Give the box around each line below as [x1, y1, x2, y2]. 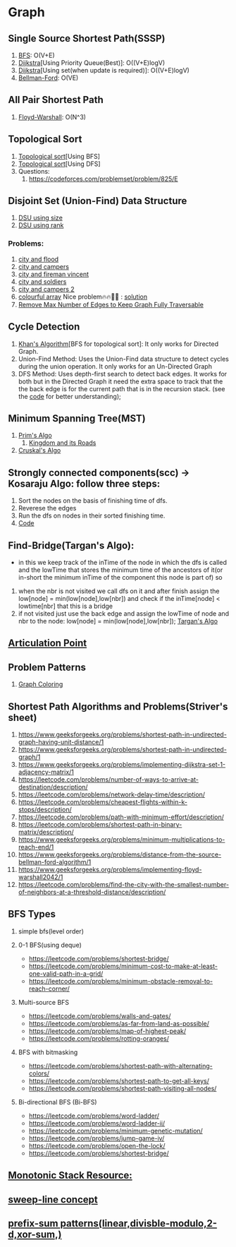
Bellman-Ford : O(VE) [18, 73, 79, 82]
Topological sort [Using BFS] [18, 152, 101, 160]
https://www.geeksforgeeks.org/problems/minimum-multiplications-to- [18, 835, 225, 844]
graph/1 [18, 753, 41, 761]
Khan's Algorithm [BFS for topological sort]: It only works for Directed [18, 340, 219, 348]
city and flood [18, 255, 59, 263]
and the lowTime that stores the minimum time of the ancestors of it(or [18, 566, 223, 574]
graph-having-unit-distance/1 [18, 738, 104, 746]
